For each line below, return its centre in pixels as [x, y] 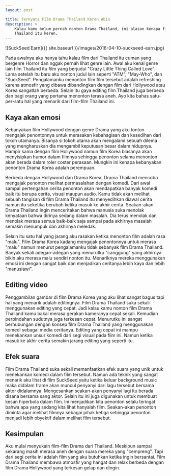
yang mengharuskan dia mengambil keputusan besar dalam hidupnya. [79, 146]
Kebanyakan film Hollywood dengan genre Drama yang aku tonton [75, 129]
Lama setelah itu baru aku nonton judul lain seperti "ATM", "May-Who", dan [84, 74]
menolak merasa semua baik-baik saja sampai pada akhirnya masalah [78, 221]
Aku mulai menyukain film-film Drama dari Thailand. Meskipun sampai [79, 446]
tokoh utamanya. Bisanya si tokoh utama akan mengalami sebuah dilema [81, 140]
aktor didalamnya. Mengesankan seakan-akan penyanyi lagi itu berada [79, 391]
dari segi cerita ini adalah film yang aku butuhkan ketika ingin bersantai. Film [85, 457]
